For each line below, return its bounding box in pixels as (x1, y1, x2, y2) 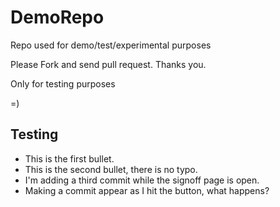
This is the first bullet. (24, 152, 115, 165)
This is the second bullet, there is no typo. (24, 163, 198, 175)
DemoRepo (10, 6, 105, 29)
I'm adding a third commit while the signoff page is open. (24, 174, 260, 186)
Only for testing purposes (10, 77, 116, 90)
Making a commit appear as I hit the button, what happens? (24, 184, 270, 196)
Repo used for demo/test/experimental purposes (10, 39, 212, 51)
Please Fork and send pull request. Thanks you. (10, 58, 207, 70)
